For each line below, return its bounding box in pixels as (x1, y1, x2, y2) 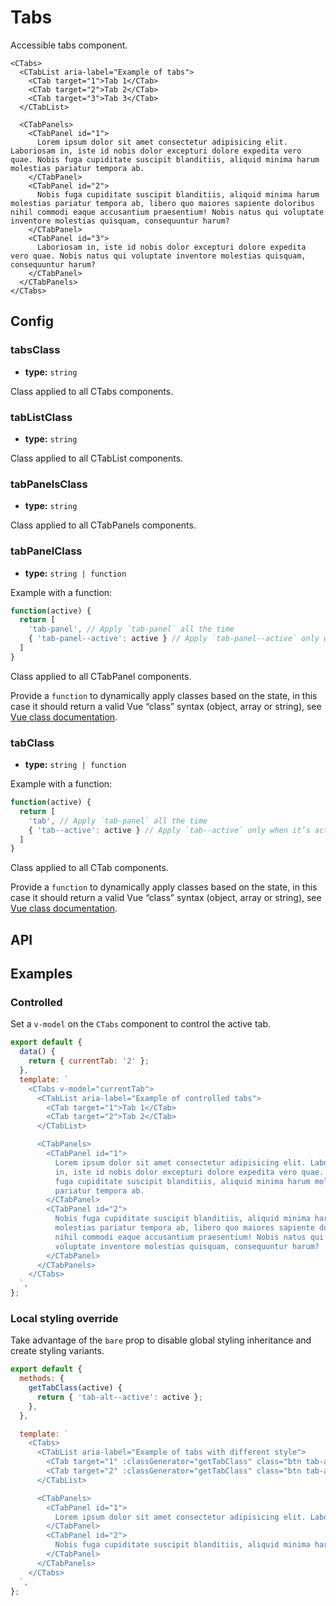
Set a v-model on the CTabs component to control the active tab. (10, 1018, 272, 1030)
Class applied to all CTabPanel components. (10, 670, 192, 682)
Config (10, 313, 54, 330)
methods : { (19, 1374, 65, 1384)
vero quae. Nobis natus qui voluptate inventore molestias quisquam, (10, 251, 307, 261)
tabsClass (10, 343, 61, 357)
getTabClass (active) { (28, 1383, 123, 1393)
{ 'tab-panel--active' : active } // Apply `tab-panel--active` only (28, 634, 320, 644)
